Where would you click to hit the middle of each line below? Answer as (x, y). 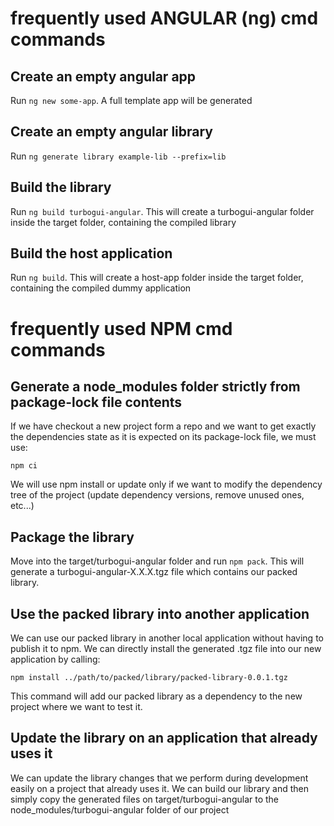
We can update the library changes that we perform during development (159, 778)
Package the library (72, 537)
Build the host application (91, 253)
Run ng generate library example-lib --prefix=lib (118, 156)
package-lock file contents (96, 402)
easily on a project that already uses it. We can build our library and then (160, 788)
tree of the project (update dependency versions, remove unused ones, (157, 495)
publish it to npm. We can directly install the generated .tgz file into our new (166, 649)
